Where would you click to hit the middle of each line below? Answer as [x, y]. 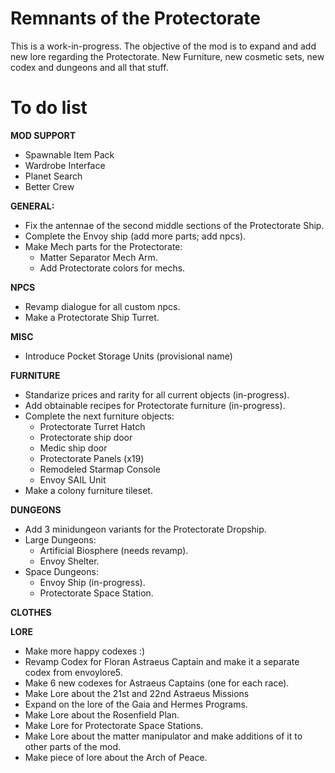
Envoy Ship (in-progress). [92, 582]
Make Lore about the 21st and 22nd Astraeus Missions [137, 693]
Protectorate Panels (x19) [92, 458]
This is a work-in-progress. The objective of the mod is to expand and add [163, 46]
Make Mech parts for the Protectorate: [103, 246]
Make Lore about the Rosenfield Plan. [102, 714]
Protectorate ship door [86, 437]
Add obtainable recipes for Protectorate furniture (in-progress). [155, 405]
